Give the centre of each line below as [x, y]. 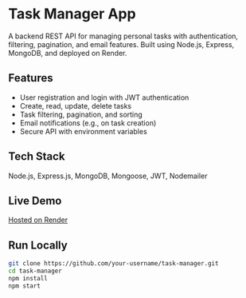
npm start [25, 286]
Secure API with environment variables [83, 131]
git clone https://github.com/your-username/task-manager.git [113, 264]
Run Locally [38, 245]
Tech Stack [37, 157]
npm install [28, 278]
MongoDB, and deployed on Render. [68, 53]
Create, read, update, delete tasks [76, 105]
